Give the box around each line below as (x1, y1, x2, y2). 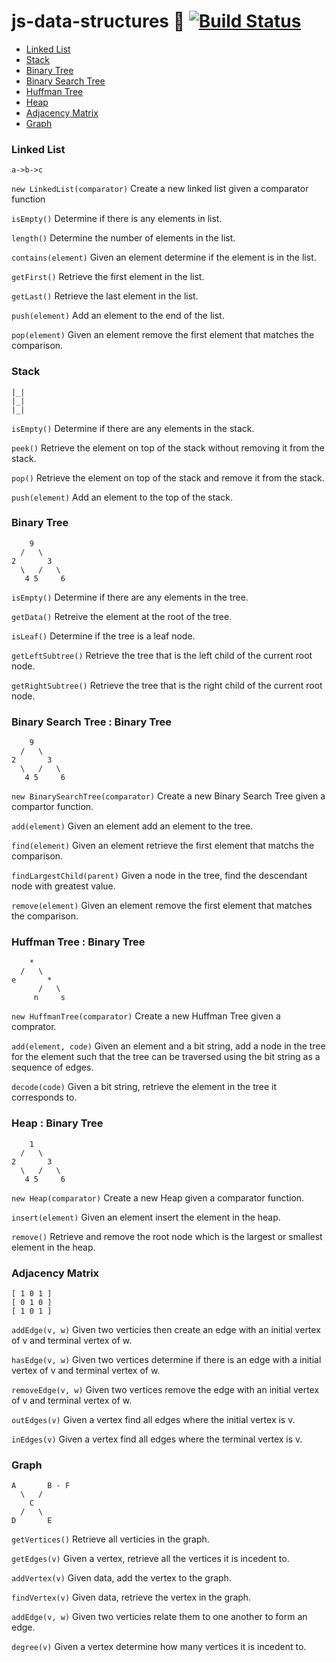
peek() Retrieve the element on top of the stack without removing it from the (11, 441, 325, 454)
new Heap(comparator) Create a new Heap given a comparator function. (11, 1191, 305, 1204)
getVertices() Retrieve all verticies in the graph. (11, 1533, 210, 1545)
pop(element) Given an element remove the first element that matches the (11, 329, 315, 341)
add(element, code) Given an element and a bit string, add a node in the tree (11, 1040, 326, 1052)
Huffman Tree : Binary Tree (11, 935, 146, 949)
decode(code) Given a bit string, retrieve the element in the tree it (11, 1081, 277, 1093)
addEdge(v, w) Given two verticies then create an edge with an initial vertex (11, 1324, 321, 1336)
